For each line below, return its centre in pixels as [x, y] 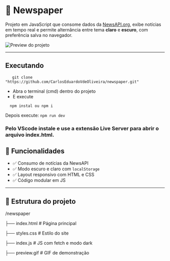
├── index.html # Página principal [41, 223]
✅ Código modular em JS [39, 180]
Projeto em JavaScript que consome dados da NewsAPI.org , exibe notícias [83, 24]
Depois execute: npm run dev [35, 115]
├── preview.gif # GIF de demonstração [47, 253]
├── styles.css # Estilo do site [37, 233]
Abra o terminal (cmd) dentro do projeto [54, 91]
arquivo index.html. [30, 135]
